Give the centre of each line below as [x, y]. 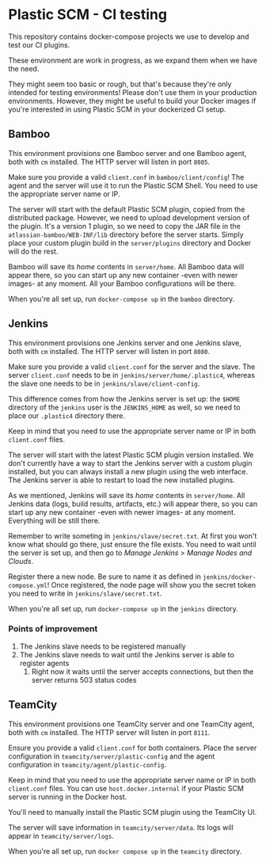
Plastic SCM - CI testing [88, 15]
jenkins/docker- [230, 577]
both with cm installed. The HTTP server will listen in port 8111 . [109, 732]
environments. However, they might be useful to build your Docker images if [132, 101]
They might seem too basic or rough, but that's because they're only [120, 84]
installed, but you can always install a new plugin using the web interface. [128, 471]
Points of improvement [53, 629]
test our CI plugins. [39, 44]
